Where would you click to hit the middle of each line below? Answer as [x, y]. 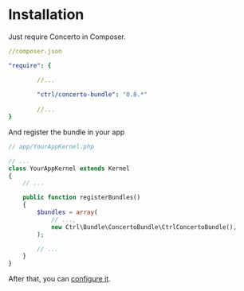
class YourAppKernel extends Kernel [69, 169]
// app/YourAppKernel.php [51, 146]
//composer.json [35, 51]
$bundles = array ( [67, 212]
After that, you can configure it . [60, 279]
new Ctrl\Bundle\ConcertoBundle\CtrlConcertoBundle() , [144, 227]
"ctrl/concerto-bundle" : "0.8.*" [92, 95]
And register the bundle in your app [67, 132]
